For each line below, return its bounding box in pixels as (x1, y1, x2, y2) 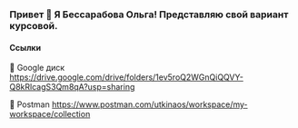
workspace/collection (9, 109, 91, 120)
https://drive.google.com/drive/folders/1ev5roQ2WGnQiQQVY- (9, 72, 243, 83)
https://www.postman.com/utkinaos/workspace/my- (51, 99, 248, 110)
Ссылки (9, 42, 42, 53)
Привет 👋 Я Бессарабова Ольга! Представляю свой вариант (9, 8, 289, 21)
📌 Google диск (9, 63, 65, 74)
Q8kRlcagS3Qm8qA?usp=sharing (9, 82, 135, 93)
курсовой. (9, 19, 58, 32)
